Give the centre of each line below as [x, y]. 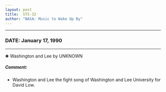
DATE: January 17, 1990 [34, 41]
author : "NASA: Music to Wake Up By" [44, 19]
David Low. [23, 85]
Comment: [16, 67]
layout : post [19, 10]
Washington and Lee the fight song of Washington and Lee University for [86, 80]
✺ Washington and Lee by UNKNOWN [44, 56]
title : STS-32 [21, 14]
